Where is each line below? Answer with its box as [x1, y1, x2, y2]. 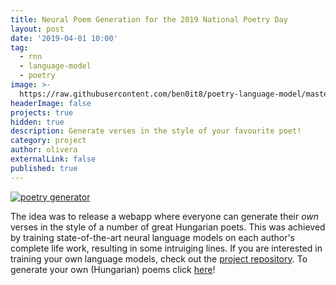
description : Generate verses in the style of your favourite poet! [10, 126, 302, 136]
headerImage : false [10, 98, 92, 108]
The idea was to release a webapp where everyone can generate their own [10, 210, 320, 222]
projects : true [10, 107, 74, 118]
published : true [10, 163, 78, 173]
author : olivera [10, 145, 78, 155]
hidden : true [10, 117, 65, 127]
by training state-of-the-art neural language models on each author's [10, 231, 295, 243]
